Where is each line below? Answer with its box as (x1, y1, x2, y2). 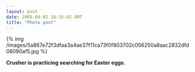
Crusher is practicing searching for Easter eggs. (6, 59, 126, 66)
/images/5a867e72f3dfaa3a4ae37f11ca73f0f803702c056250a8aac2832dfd (6, 42, 189, 49)
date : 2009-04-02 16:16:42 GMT (6, 14, 83, 20)
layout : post (6, 8, 38, 15)
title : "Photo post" (6, 19, 57, 25)
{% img (6, 36, 24, 43)
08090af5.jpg (6, 48, 39, 55)
